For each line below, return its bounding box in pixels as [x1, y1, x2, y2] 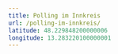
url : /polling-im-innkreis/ [8, 19, 101, 27]
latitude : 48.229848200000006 [8, 26, 108, 34]
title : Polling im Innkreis [8, 11, 101, 20]
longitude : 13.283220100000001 [8, 33, 112, 42]
